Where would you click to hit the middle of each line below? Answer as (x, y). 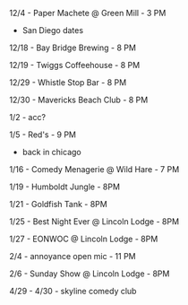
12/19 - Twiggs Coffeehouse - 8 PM (75, 65)
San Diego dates (52, 30)
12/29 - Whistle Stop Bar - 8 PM (68, 83)
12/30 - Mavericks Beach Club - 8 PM (79, 100)
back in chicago (52, 152)
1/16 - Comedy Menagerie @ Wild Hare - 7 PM (94, 169)
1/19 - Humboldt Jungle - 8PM (65, 187)
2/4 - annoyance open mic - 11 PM (73, 256)
